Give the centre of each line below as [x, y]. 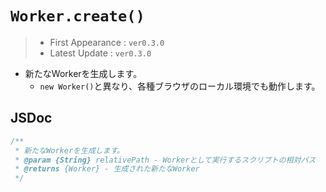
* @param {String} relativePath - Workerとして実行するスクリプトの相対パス [165, 160]
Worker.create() [77, 16]
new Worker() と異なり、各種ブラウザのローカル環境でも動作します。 [180, 86]
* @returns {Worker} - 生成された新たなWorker [107, 169]
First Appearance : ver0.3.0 [107, 42]
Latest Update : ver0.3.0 [100, 53]
